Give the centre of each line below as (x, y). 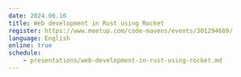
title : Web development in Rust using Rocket (86, 23)
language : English (39, 38)
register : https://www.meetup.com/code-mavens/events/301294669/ (120, 30)
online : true (30, 46)
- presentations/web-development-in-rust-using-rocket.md (123, 61)
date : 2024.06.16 (38, 16)
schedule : (25, 53)
